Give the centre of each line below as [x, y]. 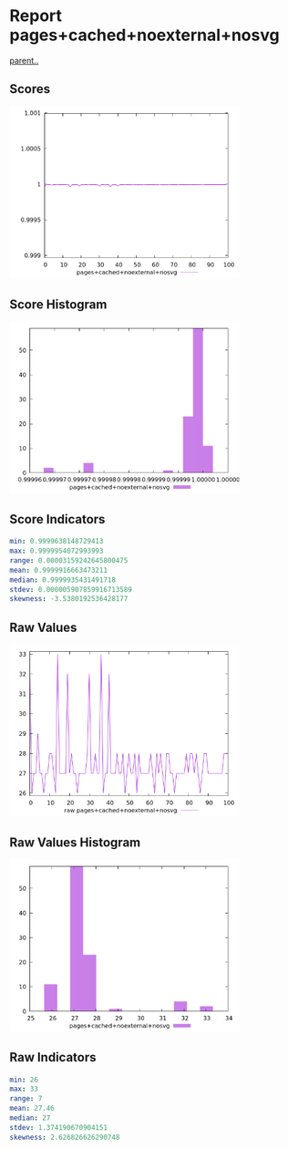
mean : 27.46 [32, 1109]
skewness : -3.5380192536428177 [69, 599]
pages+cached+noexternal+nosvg [144, 35]
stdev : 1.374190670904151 [58, 1127]
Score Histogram [58, 304]
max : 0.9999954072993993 [57, 551]
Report [36, 16]
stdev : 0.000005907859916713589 [71, 589]
